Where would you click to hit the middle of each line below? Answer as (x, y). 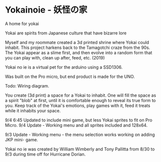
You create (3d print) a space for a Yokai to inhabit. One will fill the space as (80, 95)
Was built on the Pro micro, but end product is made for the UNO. (70, 76)
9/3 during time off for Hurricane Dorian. (45, 154)
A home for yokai (22, 23)
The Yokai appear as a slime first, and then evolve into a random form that (79, 52)
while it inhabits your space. (33, 110)
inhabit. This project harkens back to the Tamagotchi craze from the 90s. (78, 47)
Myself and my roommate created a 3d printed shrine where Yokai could (77, 42)
